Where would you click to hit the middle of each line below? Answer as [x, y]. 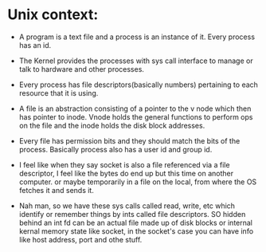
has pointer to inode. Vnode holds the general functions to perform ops [136, 116]
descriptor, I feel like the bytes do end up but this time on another [126, 173]
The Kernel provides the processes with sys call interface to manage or [136, 61]
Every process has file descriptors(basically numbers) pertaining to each [138, 85]
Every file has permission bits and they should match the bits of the [129, 140]
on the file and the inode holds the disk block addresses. [112, 125]
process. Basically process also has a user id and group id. [115, 149]
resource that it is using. [59, 93]
